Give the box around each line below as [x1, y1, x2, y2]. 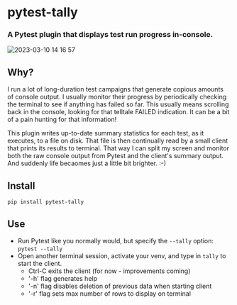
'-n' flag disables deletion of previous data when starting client [28, 282, 212, 290]
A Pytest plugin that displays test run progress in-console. [7, 30, 214, 40]
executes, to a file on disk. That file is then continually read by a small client [7, 136, 228, 145]
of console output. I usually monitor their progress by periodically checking [7, 93, 227, 101]
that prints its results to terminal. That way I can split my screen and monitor [7, 144, 229, 152]
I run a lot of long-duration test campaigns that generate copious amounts [7, 85, 224, 94]
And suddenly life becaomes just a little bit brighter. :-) [7, 159, 167, 167]
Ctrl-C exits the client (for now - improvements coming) [28, 267, 191, 275]
